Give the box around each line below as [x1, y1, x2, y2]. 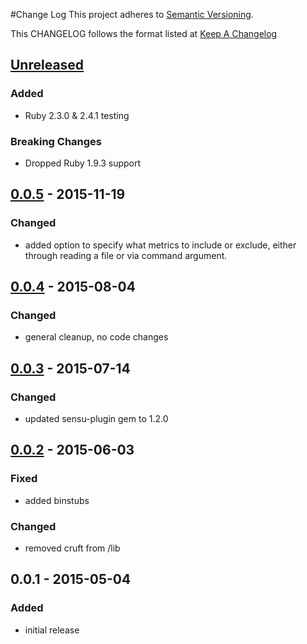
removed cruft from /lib [24, 542, 121, 554]
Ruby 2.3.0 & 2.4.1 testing [24, 109, 130, 121]
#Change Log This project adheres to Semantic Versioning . [10, 9, 254, 20]
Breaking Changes [10, 134, 103, 148]
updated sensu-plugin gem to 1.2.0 [24, 413, 169, 425]
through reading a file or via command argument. [24, 249, 228, 261]
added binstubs [24, 494, 90, 506]
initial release [24, 624, 80, 636]
